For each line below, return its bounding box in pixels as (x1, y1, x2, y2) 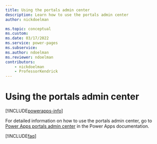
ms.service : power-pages (5, 40, 58, 46)
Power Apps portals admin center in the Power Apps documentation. (5, 123, 149, 129)
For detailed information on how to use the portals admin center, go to (5, 118, 152, 124)
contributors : (5, 59, 36, 64)
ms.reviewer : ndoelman (5, 55, 54, 60)
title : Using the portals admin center (5, 7, 90, 13)
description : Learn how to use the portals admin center (5, 12, 129, 17)
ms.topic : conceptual (5, 26, 51, 31)
